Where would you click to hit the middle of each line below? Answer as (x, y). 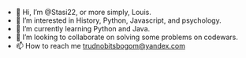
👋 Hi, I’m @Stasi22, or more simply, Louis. (83, 12)
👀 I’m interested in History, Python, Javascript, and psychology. (119, 20)
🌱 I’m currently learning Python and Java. (83, 29)
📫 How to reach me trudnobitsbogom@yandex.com (100, 46)
